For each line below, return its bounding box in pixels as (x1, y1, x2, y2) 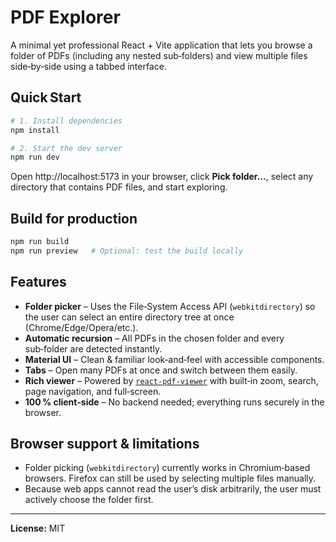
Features (10, 274, 67, 291)
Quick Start (10, 89, 82, 106)
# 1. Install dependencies (10, 116, 123, 126)
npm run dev (10, 152, 60, 163)
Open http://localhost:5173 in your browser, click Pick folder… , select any (10, 171, 314, 183)
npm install (10, 125, 60, 135)
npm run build (10, 237, 70, 247)
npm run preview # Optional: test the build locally (10, 246, 244, 256)
